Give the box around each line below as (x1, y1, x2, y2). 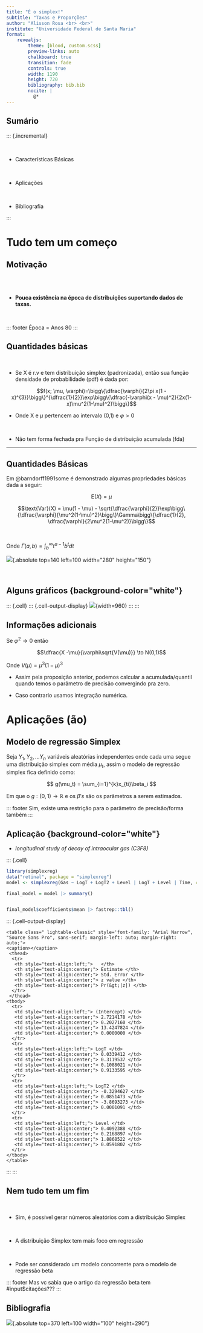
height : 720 (28, 76, 59, 82)
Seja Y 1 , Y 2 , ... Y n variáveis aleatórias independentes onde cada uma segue (6, 753, 192, 762)
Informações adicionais (6, 620, 97, 630)
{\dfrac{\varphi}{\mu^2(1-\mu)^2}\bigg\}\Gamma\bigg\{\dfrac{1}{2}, (17, 511, 186, 519)
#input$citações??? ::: (6, 1285, 62, 1292)
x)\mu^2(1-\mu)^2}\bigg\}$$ (66, 400, 137, 408)
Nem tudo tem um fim (6, 1186, 89, 1196)
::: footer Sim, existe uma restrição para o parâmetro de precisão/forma (6, 805, 184, 812)
